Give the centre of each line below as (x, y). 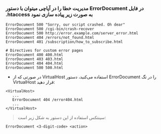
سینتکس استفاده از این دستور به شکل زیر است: (62, 118)
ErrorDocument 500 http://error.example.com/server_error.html (72, 33)
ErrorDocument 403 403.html (35, 59)
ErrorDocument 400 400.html (35, 55)
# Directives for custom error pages (44, 51)
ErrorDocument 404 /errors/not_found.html (50, 38)
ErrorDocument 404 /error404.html (48, 100)
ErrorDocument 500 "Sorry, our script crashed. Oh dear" (65, 25)
